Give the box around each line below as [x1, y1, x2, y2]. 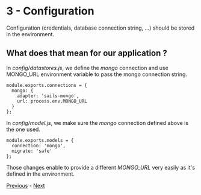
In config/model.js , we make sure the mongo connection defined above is [6, 119, 188, 126]
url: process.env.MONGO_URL [17, 98, 87, 104]
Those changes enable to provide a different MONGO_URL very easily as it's [6, 164, 196, 171]
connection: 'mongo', [11, 142, 66, 149]
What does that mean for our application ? [6, 48, 167, 59]
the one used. [6, 126, 41, 133]
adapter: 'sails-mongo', [17, 92, 79, 99]
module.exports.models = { [6, 137, 74, 143]
